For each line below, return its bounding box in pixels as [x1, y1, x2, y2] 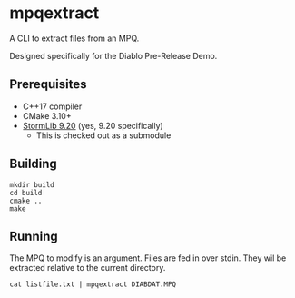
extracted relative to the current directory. [9, 263, 166, 273]
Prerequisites [9, 76, 87, 93]
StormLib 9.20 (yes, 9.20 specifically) [22, 120, 163, 131]
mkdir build [9, 180, 54, 189]
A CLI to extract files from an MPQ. [9, 33, 140, 44]
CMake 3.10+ [22, 110, 72, 121]
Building [9, 156, 57, 172]
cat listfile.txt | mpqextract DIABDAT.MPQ [9, 280, 177, 289]
